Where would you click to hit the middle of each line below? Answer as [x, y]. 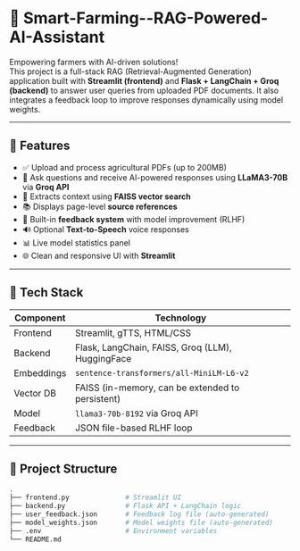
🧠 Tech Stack [46, 292]
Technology [181, 318]
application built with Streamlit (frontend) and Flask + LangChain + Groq [144, 80]
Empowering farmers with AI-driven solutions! [94, 62]
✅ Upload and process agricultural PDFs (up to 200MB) [125, 167]
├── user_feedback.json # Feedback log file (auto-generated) [139, 514]
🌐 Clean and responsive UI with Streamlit [99, 255]
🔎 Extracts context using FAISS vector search [107, 196]
